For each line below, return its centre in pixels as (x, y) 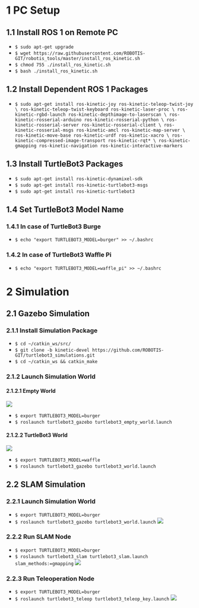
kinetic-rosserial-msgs (44, 130)
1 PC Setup (33, 10)
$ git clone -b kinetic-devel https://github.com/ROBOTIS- (89, 350)
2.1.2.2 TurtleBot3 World (37, 435)
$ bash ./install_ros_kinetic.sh (56, 71)
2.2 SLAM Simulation (46, 485)
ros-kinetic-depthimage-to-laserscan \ (117, 114)
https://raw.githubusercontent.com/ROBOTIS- (89, 53)
